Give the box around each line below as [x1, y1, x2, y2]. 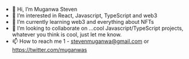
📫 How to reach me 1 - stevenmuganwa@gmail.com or [11, 38, 149, 45]
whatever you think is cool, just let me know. [11, 31, 122, 38]
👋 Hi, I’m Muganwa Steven [11, 6, 78, 13]
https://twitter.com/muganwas [11, 46, 87, 53]
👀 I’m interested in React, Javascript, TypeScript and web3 [11, 12, 158, 19]
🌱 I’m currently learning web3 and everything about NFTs [11, 18, 155, 25]
